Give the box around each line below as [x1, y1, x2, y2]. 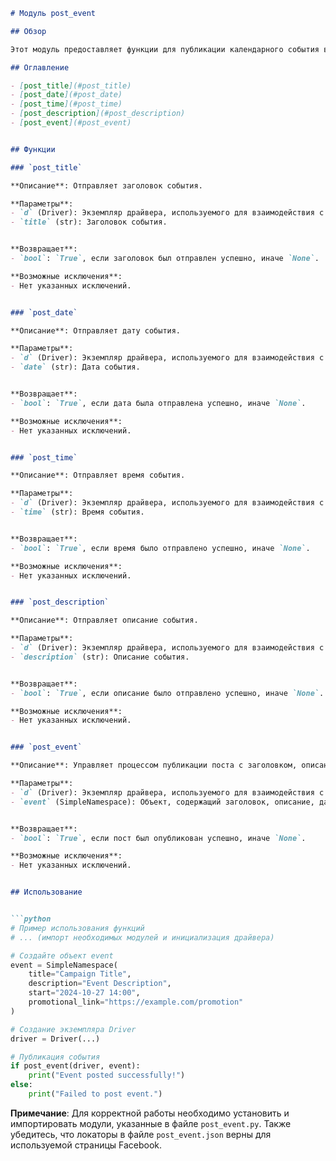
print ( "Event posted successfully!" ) [28, 1070, 186, 1081]
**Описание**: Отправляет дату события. [10, 325, 182, 336]
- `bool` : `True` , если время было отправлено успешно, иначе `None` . [10, 543, 311, 553]
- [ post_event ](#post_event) [10, 118, 132, 128]
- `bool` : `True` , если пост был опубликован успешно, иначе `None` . [10, 833, 307, 843]
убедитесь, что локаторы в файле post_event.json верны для [10, 1128, 272, 1140]
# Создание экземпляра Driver [10, 1024, 137, 1034]
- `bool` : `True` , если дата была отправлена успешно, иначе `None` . [10, 398, 307, 408]
